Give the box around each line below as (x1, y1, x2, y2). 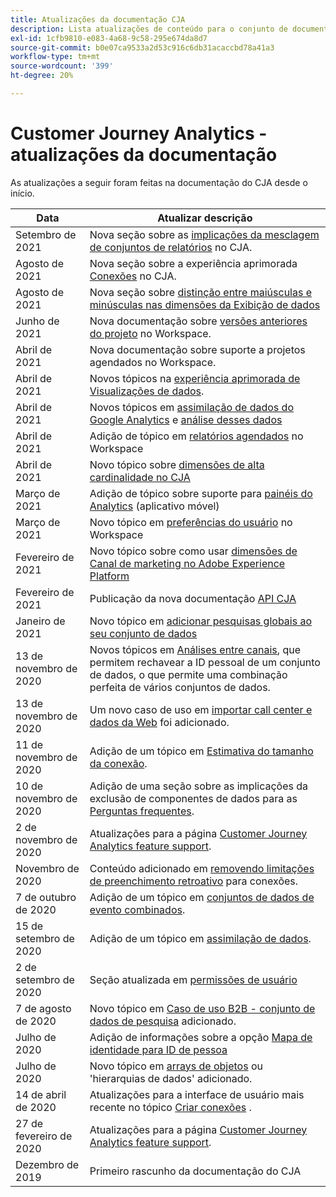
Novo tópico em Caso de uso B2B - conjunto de (89, 1001, 316, 1015)
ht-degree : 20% (10, 71, 74, 81)
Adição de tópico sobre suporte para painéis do (89, 486, 313, 500)
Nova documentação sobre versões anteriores (89, 314, 308, 328)
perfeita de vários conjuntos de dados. (89, 680, 271, 694)
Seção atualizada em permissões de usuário (89, 972, 298, 986)
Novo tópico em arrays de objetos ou (89, 1059, 263, 1073)
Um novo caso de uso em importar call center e (89, 702, 313, 716)
